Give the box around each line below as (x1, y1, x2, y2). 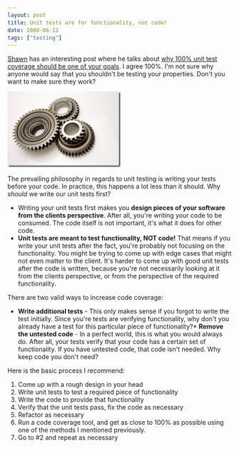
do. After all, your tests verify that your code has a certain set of (17, 338, 206, 346)
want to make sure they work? (7, 77, 96, 86)
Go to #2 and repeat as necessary (17, 433, 118, 442)
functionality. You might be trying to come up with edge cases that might (17, 249, 232, 258)
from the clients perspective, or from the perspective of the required (17, 272, 219, 281)
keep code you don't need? (17, 353, 98, 361)
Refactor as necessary (17, 410, 84, 419)
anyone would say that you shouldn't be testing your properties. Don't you (7, 70, 226, 79)
